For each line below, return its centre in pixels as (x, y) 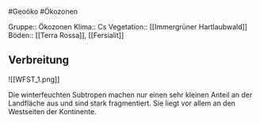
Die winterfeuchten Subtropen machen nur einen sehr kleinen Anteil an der (130, 94)
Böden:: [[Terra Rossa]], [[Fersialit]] (66, 35)
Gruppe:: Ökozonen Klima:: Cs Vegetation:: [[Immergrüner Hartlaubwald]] (128, 27)
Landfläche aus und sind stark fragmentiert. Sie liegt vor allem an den (122, 103)
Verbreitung (39, 60)
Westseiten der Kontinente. (52, 111)
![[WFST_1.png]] (34, 79)
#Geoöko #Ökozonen (43, 12)
